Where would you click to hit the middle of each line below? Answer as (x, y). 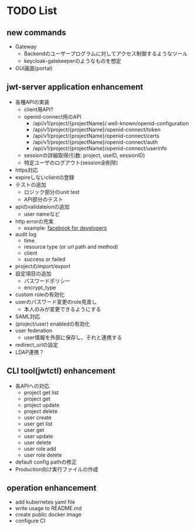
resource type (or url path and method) (71, 246)
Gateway (26, 46)
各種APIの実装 (32, 102)
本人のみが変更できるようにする (62, 309)
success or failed (45, 259)
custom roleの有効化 (40, 294)
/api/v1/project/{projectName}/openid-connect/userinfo (100, 148)
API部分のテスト (43, 199)
